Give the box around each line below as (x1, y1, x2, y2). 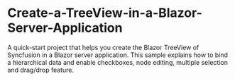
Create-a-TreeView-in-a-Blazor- (7, 5, 202, 21)
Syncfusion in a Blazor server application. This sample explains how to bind (7, 51, 229, 59)
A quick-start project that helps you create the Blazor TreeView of (7, 43, 200, 51)
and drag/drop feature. (7, 66, 75, 74)
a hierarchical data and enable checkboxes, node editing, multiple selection (7, 58, 229, 66)
